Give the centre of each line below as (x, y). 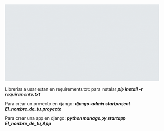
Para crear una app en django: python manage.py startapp (65, 118)
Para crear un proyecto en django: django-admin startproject (68, 103)
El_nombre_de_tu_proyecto (33, 109)
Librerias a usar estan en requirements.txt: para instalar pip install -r (74, 89)
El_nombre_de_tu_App (28, 123)
